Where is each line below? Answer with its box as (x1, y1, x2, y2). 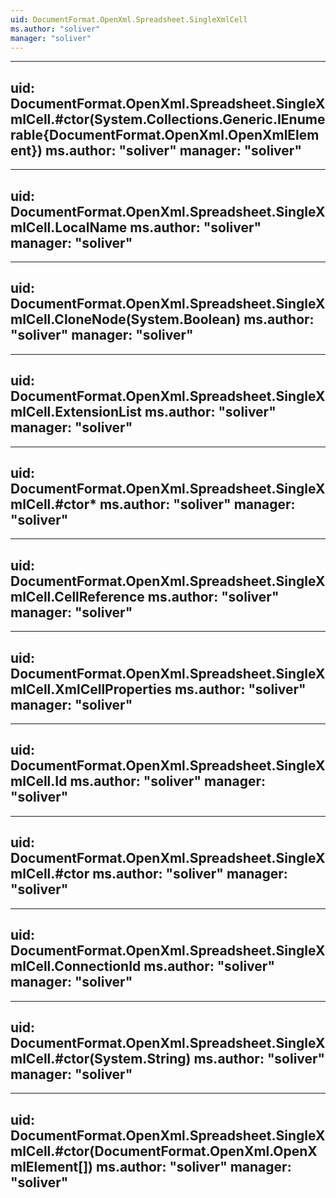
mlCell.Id (10, 773, 68, 790)
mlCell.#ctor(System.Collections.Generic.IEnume (10, 111, 326, 128)
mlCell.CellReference (10, 588, 145, 605)
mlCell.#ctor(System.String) (10, 1050, 192, 1067)
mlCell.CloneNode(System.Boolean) (10, 311, 242, 328)
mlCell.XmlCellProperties (10, 681, 172, 698)
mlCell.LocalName (10, 219, 128, 236)
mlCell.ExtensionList (10, 404, 143, 421)
